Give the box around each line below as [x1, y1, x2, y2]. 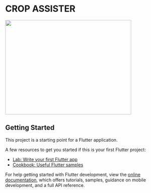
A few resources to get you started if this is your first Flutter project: [5, 147, 146, 153]
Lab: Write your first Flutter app [12, 156, 78, 162]
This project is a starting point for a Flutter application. [5, 137, 118, 143]
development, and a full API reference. [5, 182, 85, 188]
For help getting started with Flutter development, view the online [5, 171, 141, 177]
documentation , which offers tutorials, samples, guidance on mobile [5, 177, 146, 183]
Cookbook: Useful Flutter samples [12, 162, 84, 168]
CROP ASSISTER [5, 3, 75, 15]
